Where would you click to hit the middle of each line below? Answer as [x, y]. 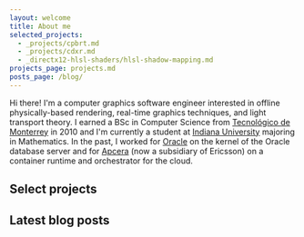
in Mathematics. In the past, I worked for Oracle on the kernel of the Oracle [150, 141]
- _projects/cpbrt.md [59, 43]
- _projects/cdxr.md [56, 52]
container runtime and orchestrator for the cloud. [101, 161]
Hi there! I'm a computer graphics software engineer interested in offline [145, 103]
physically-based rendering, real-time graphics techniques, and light [138, 112]
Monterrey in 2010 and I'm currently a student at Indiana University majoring [152, 132]
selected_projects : [46, 35]
